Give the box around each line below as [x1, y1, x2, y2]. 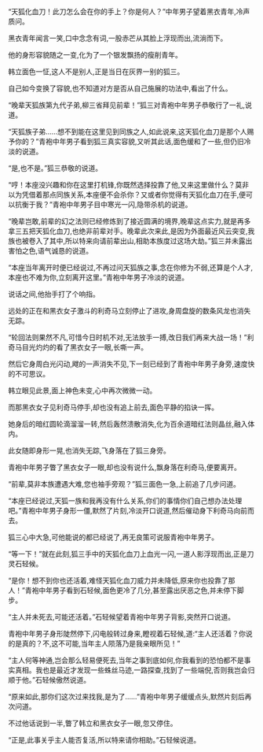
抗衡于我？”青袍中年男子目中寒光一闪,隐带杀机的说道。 [14, 200, 192, 209]
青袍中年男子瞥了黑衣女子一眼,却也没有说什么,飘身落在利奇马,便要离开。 [8, 463, 242, 472]
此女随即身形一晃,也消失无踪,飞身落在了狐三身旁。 [8, 446, 171, 455]
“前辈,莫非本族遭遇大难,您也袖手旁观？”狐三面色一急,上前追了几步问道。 [8, 480, 241, 488]
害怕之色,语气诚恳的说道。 [8, 246, 93, 255]
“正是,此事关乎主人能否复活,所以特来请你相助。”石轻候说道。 [8, 735, 201, 744]
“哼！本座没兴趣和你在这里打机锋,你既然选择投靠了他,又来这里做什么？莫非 [8, 180, 250, 189]
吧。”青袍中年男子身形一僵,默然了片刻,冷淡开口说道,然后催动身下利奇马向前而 [8, 506, 255, 515]
